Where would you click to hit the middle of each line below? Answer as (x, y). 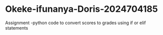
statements (17, 28)
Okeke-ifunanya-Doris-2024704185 (81, 9)
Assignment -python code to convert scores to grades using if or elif (76, 23)
